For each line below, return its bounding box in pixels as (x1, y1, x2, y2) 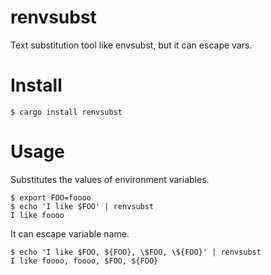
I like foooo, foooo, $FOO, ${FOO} (10, 256, 159, 266)
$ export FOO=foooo (10, 192, 92, 203)
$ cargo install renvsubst (10, 107, 123, 117)
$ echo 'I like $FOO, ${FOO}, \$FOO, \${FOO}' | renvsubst (10, 247, 262, 257)
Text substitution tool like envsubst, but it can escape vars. (10, 39, 253, 51)
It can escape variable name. (10, 227, 130, 240)
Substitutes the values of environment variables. (10, 173, 210, 185)
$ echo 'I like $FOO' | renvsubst (10, 201, 155, 211)
